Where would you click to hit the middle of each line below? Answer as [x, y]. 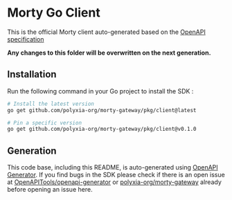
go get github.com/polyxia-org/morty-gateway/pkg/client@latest [102, 110]
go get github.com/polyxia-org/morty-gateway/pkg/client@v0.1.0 [102, 129]
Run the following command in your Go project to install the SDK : [100, 91]
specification [26, 39]
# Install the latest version [51, 104]
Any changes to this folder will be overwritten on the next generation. [109, 53]
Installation [32, 74]
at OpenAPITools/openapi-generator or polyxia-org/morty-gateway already [114, 182]
